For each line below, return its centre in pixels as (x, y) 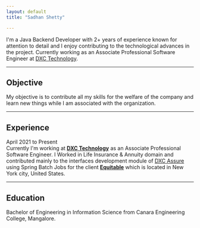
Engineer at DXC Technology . (42, 58)
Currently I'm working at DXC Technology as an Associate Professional (94, 148)
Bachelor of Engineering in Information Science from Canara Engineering (96, 212)
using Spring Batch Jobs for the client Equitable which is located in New (95, 167)
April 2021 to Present (32, 142)
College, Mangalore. (31, 218)
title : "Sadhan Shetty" (36, 17)
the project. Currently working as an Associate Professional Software (91, 52)
